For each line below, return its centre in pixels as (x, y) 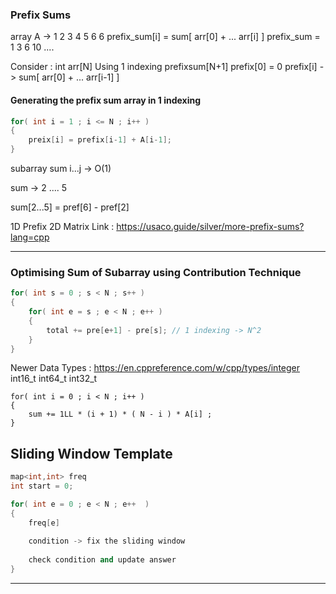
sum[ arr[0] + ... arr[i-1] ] (69, 77)
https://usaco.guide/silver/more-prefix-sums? (210, 226)
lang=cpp (30, 237)
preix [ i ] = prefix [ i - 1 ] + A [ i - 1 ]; (100, 140)
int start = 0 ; (42, 486)
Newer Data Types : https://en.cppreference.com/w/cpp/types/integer (155, 368)
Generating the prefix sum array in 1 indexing (106, 100)
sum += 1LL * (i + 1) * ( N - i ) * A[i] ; (120, 414)
